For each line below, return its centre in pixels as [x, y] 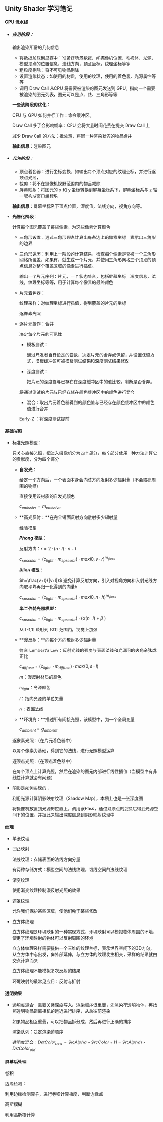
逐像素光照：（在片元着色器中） [43, 741]
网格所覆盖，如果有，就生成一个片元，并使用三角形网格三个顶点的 [85, 259]
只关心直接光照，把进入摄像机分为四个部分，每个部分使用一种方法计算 [82, 453]
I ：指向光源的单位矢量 [41, 699]
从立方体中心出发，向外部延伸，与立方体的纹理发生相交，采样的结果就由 [84, 954]
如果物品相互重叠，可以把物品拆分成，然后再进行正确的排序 [72, 1022]
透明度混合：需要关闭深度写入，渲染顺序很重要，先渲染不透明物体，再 [82, 1005]
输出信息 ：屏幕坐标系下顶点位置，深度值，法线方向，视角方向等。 [78, 206]
